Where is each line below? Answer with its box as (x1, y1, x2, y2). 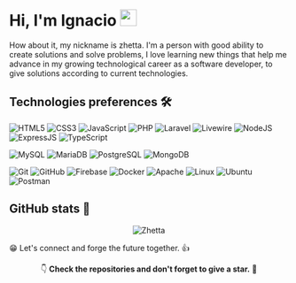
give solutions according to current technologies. (9, 67, 189, 79)
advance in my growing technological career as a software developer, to (9, 58, 273, 69)
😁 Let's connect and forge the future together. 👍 (9, 242, 191, 253)
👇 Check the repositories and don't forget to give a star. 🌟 (40, 264, 258, 274)
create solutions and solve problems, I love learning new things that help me (9, 49, 287, 59)
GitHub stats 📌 (9, 202, 90, 217)
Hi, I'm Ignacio (9, 11, 117, 31)
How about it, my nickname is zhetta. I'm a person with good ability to (9, 40, 264, 50)
